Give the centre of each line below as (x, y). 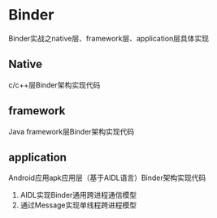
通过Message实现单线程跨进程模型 (78, 205)
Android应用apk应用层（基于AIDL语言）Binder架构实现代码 (107, 178)
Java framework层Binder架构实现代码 (72, 131)
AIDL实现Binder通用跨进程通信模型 (78, 195)
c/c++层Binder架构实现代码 (54, 85)
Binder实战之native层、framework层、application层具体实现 (109, 38)
